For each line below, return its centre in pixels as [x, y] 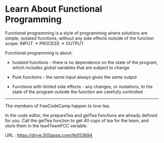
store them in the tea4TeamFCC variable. [46, 125]
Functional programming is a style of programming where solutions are [76, 33]
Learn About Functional [54, 9]
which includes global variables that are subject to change [71, 68]
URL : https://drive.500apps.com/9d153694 [49, 135]
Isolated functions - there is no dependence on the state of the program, [85, 62]
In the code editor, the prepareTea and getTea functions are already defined [81, 115]
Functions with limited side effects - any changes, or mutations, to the [82, 86]
